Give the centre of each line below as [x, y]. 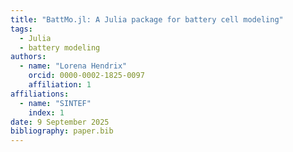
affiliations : [40, 94]
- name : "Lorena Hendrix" [73, 66]
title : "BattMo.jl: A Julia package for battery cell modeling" [147, 19]
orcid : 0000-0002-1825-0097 [86, 76]
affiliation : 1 [60, 85]
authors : [28, 57]
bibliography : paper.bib [62, 131]
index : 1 [46, 112]
